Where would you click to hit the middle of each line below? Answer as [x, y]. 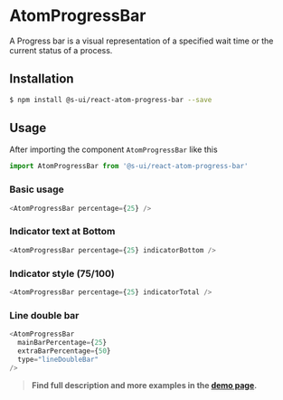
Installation [42, 79]
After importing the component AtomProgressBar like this [114, 149]
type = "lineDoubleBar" [58, 359]
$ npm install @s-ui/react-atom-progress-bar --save [111, 100]
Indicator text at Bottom [62, 232]
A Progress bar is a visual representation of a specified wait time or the [141, 41]
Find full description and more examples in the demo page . [144, 385]
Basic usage [37, 189]
